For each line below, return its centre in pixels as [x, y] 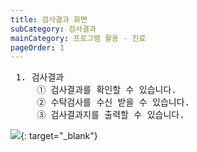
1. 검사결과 [40, 77]
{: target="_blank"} [59, 136]
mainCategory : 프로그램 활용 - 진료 [78, 38]
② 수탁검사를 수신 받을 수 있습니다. [113, 102]
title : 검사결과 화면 [49, 19]
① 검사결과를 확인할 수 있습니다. [106, 90]
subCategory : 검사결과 [53, 29]
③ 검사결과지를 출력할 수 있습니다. [110, 115]
